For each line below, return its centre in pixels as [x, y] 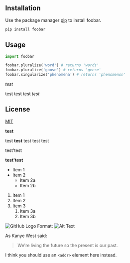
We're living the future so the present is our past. [67, 245]
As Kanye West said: [26, 236]
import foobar [20, 56]
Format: [45, 226]
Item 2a [28, 180]
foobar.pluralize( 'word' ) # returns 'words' [52, 65]
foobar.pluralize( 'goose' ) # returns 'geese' [53, 70]
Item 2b [28, 185]
